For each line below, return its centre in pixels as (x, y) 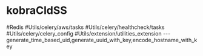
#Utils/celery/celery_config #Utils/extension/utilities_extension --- (88, 33)
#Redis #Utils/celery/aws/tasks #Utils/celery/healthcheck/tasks (85, 27)
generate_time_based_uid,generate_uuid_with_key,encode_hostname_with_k (102, 40)
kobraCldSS (37, 11)
